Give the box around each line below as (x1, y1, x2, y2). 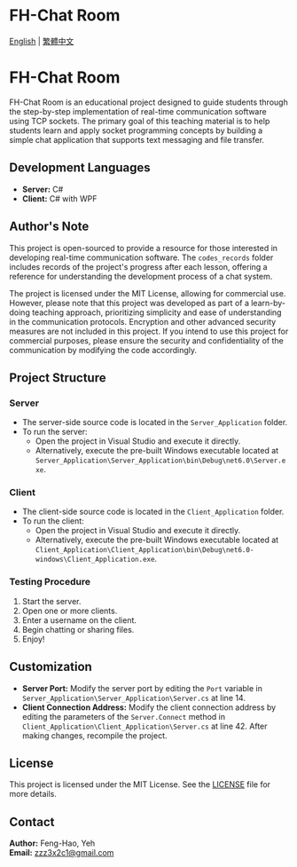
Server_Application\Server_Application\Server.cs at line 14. (21, 692, 246, 703)
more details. (9, 789, 58, 800)
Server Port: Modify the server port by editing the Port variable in (21, 682, 263, 693)
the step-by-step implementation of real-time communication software (9, 106, 268, 116)
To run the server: (21, 427, 88, 437)
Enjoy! (21, 634, 45, 644)
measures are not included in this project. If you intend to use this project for (9, 326, 289, 336)
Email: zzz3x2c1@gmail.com (9, 847, 114, 858)
